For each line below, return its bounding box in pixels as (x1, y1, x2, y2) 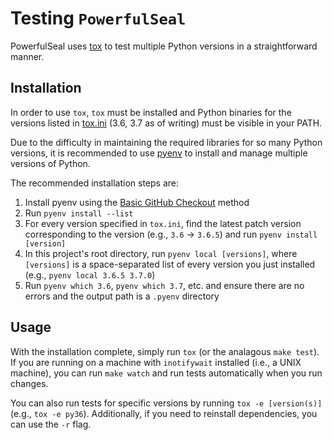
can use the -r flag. (10, 418, 92, 430)
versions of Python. (10, 157, 91, 169)
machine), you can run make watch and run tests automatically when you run (10, 367, 323, 379)
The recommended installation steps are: (10, 177, 179, 189)
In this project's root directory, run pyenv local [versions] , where (24, 247, 298, 259)
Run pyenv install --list (24, 207, 134, 219)
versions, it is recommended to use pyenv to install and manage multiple (10, 147, 308, 159)
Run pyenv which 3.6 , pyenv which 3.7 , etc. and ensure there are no (24, 279, 305, 291)
